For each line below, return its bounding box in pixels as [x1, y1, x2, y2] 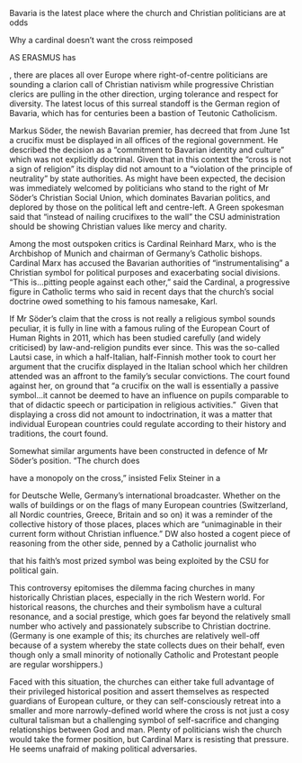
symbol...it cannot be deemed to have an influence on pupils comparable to [9, 390, 289, 400]
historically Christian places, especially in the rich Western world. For [9, 592, 265, 603]
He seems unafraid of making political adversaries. [9, 743, 198, 754]
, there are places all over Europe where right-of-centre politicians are [9, 69, 268, 80]
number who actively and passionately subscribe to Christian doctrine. [9, 621, 271, 631]
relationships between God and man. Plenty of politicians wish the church [9, 724, 282, 735]
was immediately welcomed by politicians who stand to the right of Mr [9, 183, 270, 193]
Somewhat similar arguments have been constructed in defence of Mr [9, 446, 268, 456]
